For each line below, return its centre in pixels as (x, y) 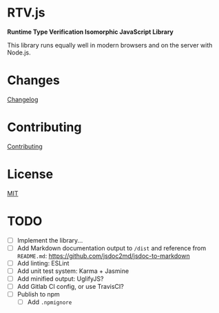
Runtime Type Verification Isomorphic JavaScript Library (90, 32)
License (30, 174)
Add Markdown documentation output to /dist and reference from (112, 248)
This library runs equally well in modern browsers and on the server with (110, 45)
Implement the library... (50, 240)
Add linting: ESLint (43, 263)
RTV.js (26, 13)
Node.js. (19, 52)
